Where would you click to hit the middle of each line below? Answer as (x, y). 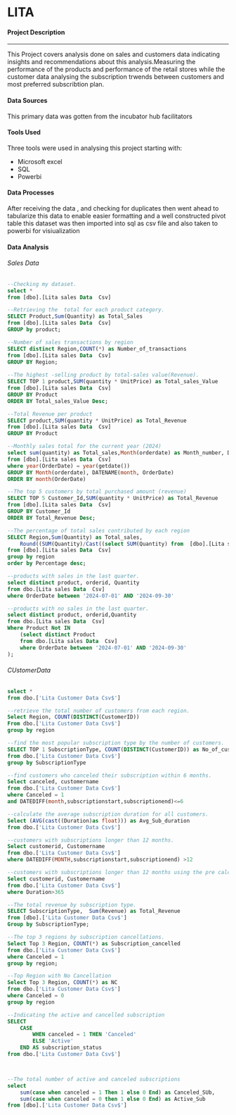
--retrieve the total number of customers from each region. (99, 711)
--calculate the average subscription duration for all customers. (108, 814)
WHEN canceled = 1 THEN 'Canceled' (85, 1035)
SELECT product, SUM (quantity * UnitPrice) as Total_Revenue (97, 421)
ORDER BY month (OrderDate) (47, 479)
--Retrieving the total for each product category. (86, 310)
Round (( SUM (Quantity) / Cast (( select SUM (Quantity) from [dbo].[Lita (122, 544)
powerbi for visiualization (44, 231)
